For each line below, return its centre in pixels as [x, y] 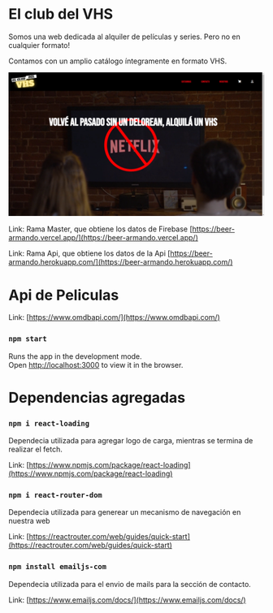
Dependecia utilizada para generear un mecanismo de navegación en [125, 512]
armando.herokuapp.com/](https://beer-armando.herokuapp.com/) [121, 262]
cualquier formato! [39, 45]
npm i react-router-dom [56, 495]
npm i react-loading [49, 423]
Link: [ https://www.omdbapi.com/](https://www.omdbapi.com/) [115, 317]
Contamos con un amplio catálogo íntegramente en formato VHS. [118, 61]
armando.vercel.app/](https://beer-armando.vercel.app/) [104, 238]
